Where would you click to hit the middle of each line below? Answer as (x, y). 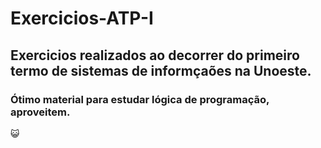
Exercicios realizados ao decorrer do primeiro (155, 55)
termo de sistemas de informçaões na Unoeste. (161, 70)
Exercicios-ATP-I (82, 18)
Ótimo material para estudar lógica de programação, (140, 99)
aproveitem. (40, 112)
